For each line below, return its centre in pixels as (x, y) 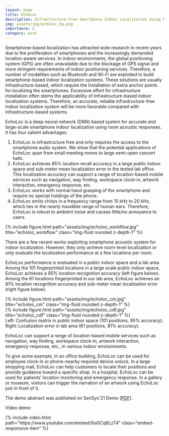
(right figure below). (26, 289)
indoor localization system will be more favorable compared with (72, 107)
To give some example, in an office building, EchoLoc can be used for (77, 356)
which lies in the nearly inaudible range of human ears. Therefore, (81, 206)
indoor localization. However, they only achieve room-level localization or (81, 247)
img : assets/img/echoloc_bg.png (39, 24)
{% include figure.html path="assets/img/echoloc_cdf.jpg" (66, 310)
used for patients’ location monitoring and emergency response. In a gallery (84, 378)
